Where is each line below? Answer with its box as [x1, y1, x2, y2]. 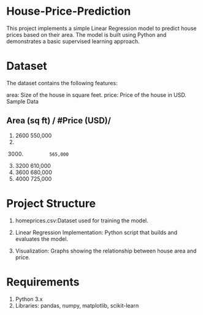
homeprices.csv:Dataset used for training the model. [15, 216, 148, 224]
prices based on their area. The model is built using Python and [6, 31, 167, 38]
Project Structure [6, 196, 96, 210]
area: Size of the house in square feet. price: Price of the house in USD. [6, 91, 187, 99]
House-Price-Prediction [6, 4, 131, 18]
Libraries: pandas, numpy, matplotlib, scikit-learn [15, 302, 139, 309]
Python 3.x [15, 295, 43, 303]
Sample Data [6, 97, 39, 105]
